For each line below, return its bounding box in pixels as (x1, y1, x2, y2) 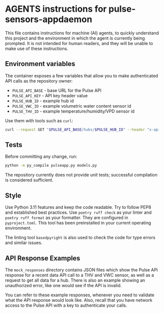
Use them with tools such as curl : (5, 117, 73, 123)
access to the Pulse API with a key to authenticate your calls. (5, 302, 127, 308)
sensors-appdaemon (5, 14, 93, 25)
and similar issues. (5, 240, 42, 246)
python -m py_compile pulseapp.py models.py (5, 163, 97, 168)
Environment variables (5, 60, 76, 68)
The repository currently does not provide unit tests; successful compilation (5, 172, 158, 178)
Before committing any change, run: (5, 154, 77, 159)
